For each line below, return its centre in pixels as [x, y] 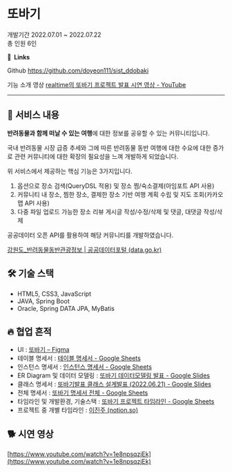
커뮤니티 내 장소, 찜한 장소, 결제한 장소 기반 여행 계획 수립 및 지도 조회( [112, 194]
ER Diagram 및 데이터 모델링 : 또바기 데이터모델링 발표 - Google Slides [114, 376]
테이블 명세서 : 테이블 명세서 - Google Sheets [79, 358]
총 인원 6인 [22, 43]
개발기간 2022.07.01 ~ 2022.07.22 [54, 35]
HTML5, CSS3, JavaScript [54, 294]
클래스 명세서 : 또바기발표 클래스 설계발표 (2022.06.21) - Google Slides [114, 384]
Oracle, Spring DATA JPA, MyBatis [66, 308]
